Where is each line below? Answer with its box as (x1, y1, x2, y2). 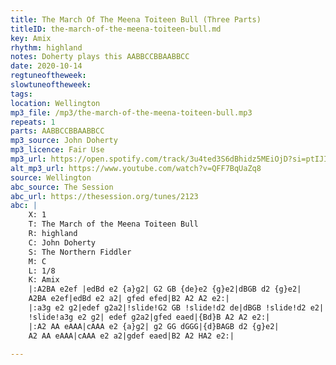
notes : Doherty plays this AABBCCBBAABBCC (10, 52, 190, 62)
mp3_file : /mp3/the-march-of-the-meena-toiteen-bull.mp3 (10, 107, 253, 118)
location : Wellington (10, 98, 101, 108)
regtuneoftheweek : (10, 71, 87, 81)
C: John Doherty (28, 237, 97, 248)
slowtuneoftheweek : (10, 80, 92, 90)
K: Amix (28, 275, 60, 285)
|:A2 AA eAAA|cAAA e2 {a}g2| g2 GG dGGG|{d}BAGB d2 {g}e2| (28, 321, 280, 331)
